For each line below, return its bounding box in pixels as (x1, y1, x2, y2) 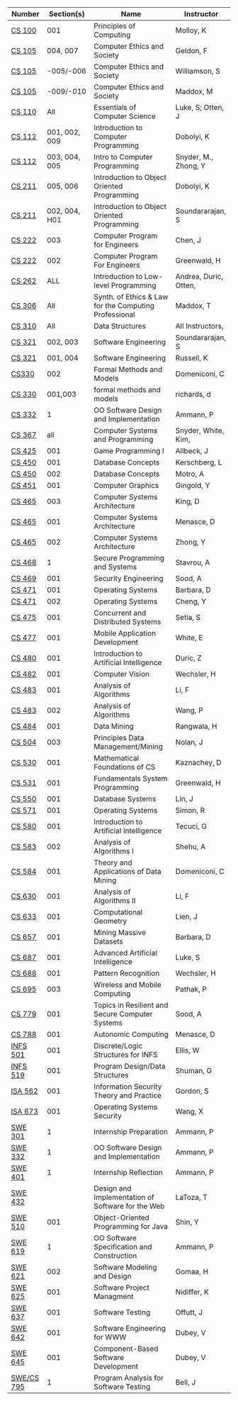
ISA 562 (11, 1087, 39, 1096)
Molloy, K (175, 25, 207, 35)
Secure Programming (93, 553, 165, 562)
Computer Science (93, 111, 156, 121)
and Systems (93, 562, 137, 572)
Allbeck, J (175, 446, 209, 455)
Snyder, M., (175, 152, 214, 161)
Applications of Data (93, 867, 161, 876)
